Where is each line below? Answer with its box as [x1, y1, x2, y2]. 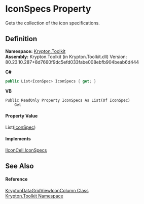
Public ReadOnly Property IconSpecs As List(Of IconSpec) [5, 98, 130, 103]
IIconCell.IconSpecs [5, 147, 47, 153]
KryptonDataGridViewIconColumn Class [5, 187, 89, 193]
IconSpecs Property [5, 3, 91, 15]
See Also [5, 162, 34, 170]
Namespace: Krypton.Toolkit [5, 48, 66, 54]
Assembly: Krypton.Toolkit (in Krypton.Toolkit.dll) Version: [5, 53, 127, 60]
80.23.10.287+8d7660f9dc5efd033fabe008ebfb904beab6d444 [5, 59, 139, 65]
